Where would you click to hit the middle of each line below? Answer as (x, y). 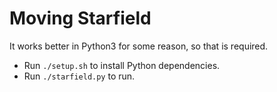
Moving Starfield (80, 18)
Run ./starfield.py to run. (79, 76)
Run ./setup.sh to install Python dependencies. (122, 65)
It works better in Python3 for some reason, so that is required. (139, 46)
